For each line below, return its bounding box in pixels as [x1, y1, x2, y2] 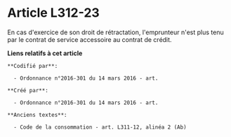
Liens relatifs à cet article [7, 49, 83, 57]
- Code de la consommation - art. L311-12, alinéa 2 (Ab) [13, 124, 187, 131]
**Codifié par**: [7, 62, 58, 69]
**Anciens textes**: [7, 111, 68, 118]
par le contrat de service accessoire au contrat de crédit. [7, 35, 172, 43]
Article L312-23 [7, 5, 100, 21]
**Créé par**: [7, 87, 49, 94]
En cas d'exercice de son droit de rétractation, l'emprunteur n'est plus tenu [7, 28, 225, 36]
